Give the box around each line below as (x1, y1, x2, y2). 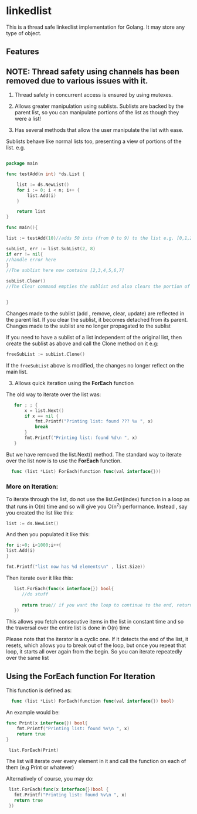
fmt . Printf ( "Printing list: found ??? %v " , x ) (35, 418, 154, 424)
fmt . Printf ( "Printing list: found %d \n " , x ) (24, 435, 138, 441)
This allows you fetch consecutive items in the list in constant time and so (6, 618, 184, 625)
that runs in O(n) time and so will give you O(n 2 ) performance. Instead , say (6, 502, 188, 510)
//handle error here (6, 257, 57, 263)
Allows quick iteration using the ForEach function (14, 379, 134, 386)
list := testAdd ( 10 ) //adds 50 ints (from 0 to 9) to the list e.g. (6, 236, 175, 241)
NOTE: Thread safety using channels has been (6, 66, 180, 77)
